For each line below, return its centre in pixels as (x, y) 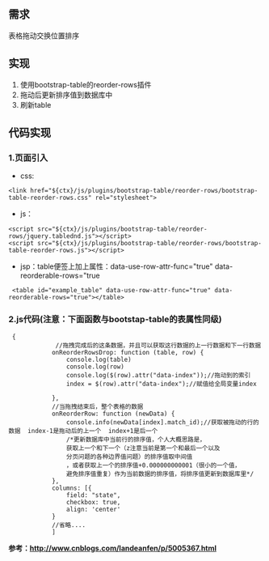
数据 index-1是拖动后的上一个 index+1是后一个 (83, 431)
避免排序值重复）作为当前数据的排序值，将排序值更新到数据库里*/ (160, 474)
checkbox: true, (93, 502)
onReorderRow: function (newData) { (113, 414)
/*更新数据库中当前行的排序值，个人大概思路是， (136, 440)
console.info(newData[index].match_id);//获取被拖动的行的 (163, 422)
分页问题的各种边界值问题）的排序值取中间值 (129, 457)
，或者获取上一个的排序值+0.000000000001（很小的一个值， (153, 465)
